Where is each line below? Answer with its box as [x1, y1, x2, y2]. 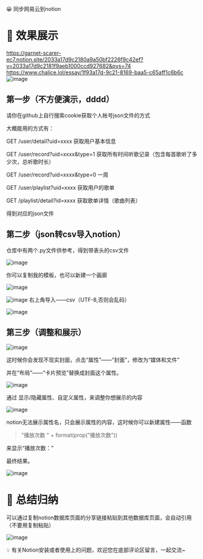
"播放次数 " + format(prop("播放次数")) [21, 431, 118, 439]
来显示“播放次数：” [6, 445, 54, 452]
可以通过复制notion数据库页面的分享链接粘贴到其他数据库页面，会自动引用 [6, 514, 192, 521]
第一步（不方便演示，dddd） [6, 94, 114, 105]
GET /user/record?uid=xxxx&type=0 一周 [6, 171, 109, 178]
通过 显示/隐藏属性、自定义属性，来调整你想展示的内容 [6, 394, 142, 401]
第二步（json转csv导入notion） [6, 229, 125, 240]
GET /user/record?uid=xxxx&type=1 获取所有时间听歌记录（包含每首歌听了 [6, 150, 192, 158]
